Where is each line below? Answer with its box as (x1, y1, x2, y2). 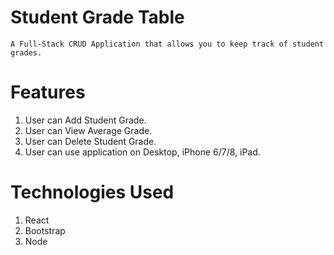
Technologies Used (10, 181, 175, 204)
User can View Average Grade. (24, 124, 153, 136)
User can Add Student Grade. (24, 114, 147, 126)
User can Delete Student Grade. (24, 135, 157, 147)
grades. (10, 47, 43, 58)
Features (10, 81, 86, 104)
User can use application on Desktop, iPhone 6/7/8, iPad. (24, 146, 261, 158)
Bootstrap (24, 224, 66, 236)
